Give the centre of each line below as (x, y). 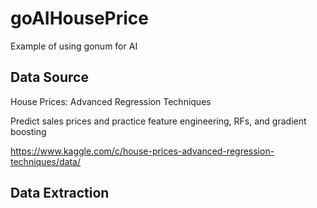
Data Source (49, 77)
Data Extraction (60, 193)
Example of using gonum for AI (74, 46)
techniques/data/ (45, 161)
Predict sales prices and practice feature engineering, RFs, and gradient (158, 121)
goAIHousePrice (79, 18)
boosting (28, 131)
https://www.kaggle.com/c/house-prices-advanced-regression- (142, 151)
